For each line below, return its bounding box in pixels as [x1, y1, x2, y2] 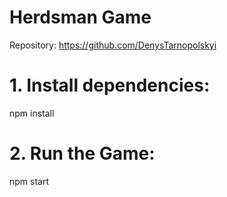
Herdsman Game [9, 6, 152, 29]
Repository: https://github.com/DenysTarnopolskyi [9, 39, 217, 51]
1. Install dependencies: [9, 74, 211, 97]
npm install [9, 107, 55, 119]
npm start [9, 175, 50, 187]
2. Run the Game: [9, 142, 156, 165]
